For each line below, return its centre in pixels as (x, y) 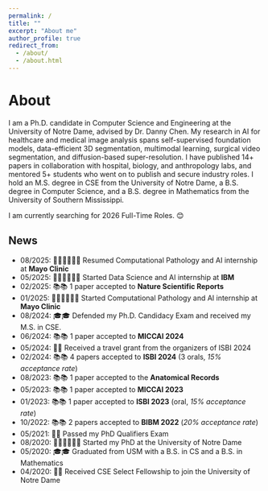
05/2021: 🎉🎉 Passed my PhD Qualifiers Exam (94, 433)
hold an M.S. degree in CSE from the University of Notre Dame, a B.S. (124, 183)
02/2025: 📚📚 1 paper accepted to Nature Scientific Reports (122, 286)
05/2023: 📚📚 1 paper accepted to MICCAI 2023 (101, 389)
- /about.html (39, 61)
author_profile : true (45, 38)
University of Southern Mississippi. (66, 200)
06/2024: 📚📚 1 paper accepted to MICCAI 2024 (102, 336)
